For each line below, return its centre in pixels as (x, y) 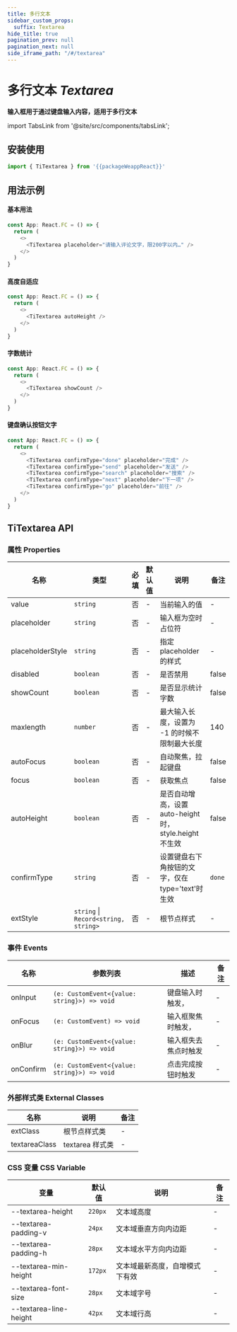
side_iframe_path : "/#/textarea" (56, 54)
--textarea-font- (40, 1289)
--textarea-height (42, 1212)
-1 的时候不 (180, 733)
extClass (25, 1131)
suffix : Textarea (39, 27)
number (85, 727)
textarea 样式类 (89, 1144)
